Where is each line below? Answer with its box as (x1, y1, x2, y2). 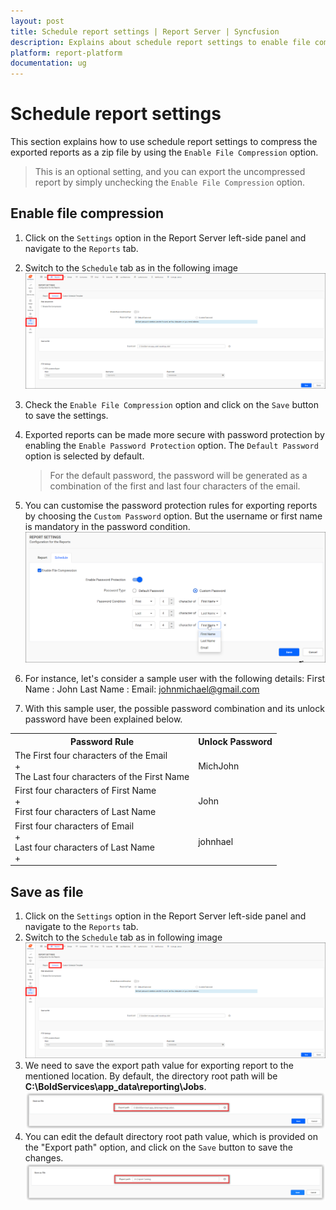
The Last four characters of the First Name (14, 771, 190, 783)
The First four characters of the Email (14, 750, 168, 762)
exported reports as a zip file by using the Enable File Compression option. (10, 146, 319, 159)
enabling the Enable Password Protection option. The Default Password (24, 439, 319, 451)
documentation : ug (10, 58, 87, 69)
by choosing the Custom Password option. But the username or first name (24, 510, 323, 522)
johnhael (198, 836, 234, 848)
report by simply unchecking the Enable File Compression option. (34, 176, 306, 189)
